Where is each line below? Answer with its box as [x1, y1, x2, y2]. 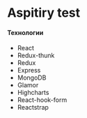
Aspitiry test [7, 5, 81, 21]
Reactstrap [17, 103, 49, 112]
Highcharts [17, 89, 49, 97]
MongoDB [17, 73, 47, 82]
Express [17, 66, 41, 75]
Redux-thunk [17, 51, 55, 60]
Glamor [17, 81, 39, 89]
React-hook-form [17, 96, 68, 104]
